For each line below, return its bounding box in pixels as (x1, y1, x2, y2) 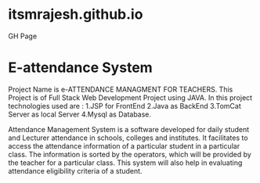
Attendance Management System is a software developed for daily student (8, 124, 250, 134)
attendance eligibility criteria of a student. (8, 166, 143, 175)
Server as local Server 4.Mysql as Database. (8, 109, 151, 119)
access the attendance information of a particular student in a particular (8, 141, 240, 150)
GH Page (8, 31, 38, 41)
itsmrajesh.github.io (8, 5, 143, 23)
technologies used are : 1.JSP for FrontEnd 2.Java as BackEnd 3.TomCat (8, 101, 241, 110)
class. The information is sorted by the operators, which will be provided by (8, 149, 252, 159)
